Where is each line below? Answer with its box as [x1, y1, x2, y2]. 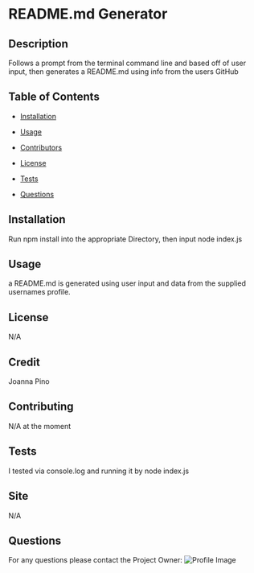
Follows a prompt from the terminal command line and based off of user [8, 58, 247, 68]
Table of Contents [8, 90, 100, 104]
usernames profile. [8, 287, 71, 297]
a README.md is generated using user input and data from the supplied [8, 278, 247, 288]
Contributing [8, 400, 74, 414]
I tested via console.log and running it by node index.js [8, 466, 190, 476]
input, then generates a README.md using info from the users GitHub [8, 67, 239, 76]
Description [8, 37, 68, 51]
